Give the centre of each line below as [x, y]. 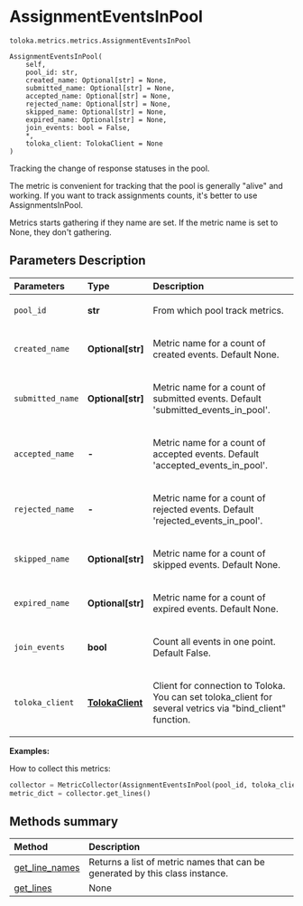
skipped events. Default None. [217, 564]
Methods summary [64, 821]
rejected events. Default [203, 509]
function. [172, 719]
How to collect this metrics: [60, 768]
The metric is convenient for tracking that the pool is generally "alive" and [147, 185]
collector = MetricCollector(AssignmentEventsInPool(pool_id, [129, 785]
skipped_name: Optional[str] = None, [96, 112]
